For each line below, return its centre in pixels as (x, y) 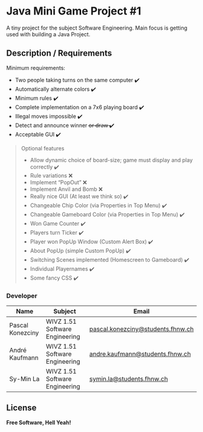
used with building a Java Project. (48, 34)
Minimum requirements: (36, 68)
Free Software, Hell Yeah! (39, 422)
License (21, 408)
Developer (22, 295)
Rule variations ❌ (51, 175)
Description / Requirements (59, 53)
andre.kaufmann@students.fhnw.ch (140, 354)
